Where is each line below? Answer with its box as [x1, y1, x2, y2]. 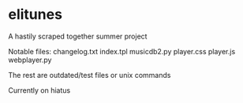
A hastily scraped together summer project [8, 31, 148, 41]
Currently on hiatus [8, 85, 71, 95]
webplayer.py [8, 55, 52, 64]
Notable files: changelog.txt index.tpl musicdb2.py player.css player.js [8, 46, 236, 56]
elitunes [8, 6, 63, 24]
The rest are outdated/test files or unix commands [8, 70, 171, 79]
